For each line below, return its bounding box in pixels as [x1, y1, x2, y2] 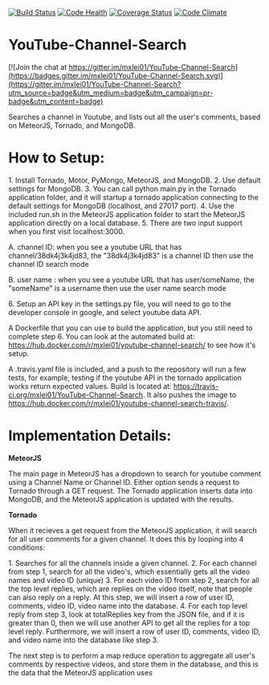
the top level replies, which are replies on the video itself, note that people [8, 584, 253, 593]
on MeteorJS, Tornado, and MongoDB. [8, 121, 136, 130]
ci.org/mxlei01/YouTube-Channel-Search [8, 390, 144, 400]
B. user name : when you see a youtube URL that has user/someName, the [8, 274, 255, 285]
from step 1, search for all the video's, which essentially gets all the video [8, 567, 251, 576]
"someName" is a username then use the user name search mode [8, 283, 226, 293]
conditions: [8, 543, 46, 552]
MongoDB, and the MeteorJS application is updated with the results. [8, 494, 234, 504]
